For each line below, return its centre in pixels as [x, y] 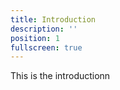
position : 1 [35, 38]
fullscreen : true [46, 47]
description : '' [44, 29]
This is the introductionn [60, 76]
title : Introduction [53, 19]
